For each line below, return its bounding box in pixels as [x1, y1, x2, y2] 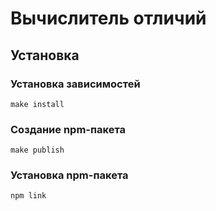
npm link [10, 191, 47, 201]
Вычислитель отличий [10, 7, 207, 30]
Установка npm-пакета [10, 168, 129, 182]
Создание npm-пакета [10, 122, 127, 136]
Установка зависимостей [10, 77, 141, 91]
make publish [10, 145, 65, 156]
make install [10, 99, 65, 109]
